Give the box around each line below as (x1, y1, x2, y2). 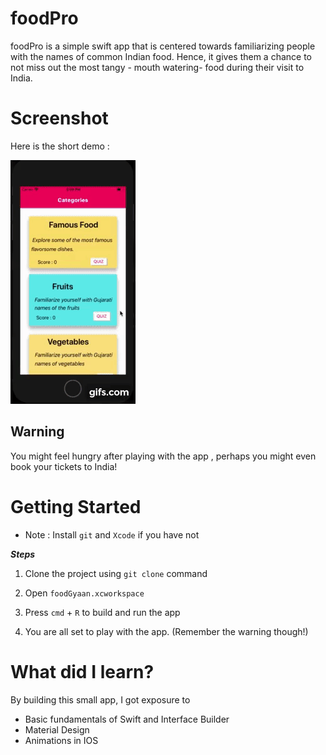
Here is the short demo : (10, 140, 110, 152)
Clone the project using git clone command (24, 567, 208, 579)
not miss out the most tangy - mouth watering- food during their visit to (10, 61, 305, 73)
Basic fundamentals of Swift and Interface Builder (24, 713, 230, 725)
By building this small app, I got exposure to (10, 693, 191, 706)
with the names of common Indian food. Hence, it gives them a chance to (10, 50, 312, 62)
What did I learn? (10, 660, 155, 683)
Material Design (24, 723, 90, 736)
